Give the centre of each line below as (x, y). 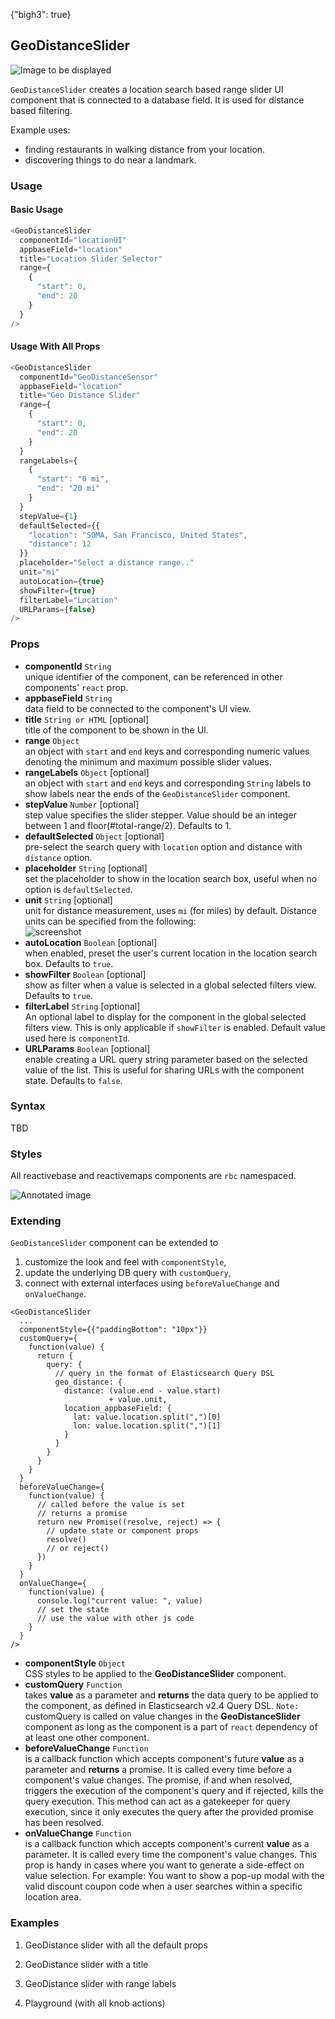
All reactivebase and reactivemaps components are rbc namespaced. (153, 1176)
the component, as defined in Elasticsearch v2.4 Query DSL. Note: (162, 1706)
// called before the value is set (111, 1505)
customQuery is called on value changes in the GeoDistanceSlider (162, 1716)
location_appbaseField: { (117, 1409)
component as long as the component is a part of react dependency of (171, 1727)
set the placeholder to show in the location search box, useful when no (171, 878)
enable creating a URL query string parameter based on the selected (166, 1059)
